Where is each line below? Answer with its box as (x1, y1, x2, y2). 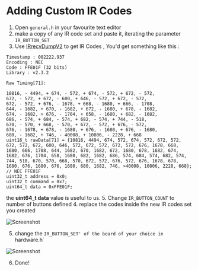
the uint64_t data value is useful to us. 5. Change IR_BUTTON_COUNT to (6, 194, 175, 201)
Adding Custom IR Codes (6, 4, 132, 18)
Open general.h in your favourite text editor (14, 24, 122, 31)
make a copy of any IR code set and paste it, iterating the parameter (14, 30, 181, 37)
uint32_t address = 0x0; (6, 173, 68, 179)
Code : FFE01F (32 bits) (6, 64, 68, 71)
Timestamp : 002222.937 (6, 54, 65, 60)
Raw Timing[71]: (6, 80, 46, 86)
